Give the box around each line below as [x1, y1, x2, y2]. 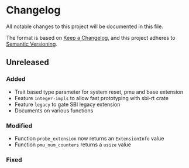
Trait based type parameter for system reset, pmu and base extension [14, 88, 184, 95]
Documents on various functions [14, 107, 94, 114]
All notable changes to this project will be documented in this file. [6, 23, 164, 30]
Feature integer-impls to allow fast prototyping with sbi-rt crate [14, 94, 169, 101]
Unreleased [6, 57, 50, 67]
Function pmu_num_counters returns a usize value [14, 141, 132, 148]
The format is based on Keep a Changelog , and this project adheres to [6, 34, 176, 41]
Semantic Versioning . [6, 40, 57, 47]
